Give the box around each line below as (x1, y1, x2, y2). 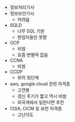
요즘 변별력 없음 (17, 52, 48, 58)
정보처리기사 (9, 4, 35, 10)
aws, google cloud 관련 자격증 (9, 81, 71, 86)
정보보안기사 (9, 10, 35, 16)
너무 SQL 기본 (17, 28, 45, 34)
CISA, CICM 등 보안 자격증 (9, 106, 62, 111)
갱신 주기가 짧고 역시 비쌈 (17, 93, 67, 99)
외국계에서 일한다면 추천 (17, 99, 65, 105)
